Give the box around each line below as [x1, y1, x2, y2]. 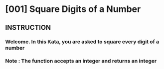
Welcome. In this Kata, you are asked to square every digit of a [5, 38, 160, 45]
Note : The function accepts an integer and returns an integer [5, 58, 157, 65]
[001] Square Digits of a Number [5, 3, 141, 15]
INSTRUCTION [5, 23, 51, 32]
